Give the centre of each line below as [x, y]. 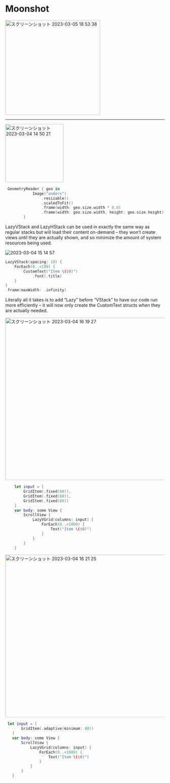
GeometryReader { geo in [33, 189]
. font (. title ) [47, 276]
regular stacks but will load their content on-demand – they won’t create [80, 232]
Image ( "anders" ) [49, 193]
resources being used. [29, 243]
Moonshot [27, 9]
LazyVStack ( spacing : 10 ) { [34, 262]
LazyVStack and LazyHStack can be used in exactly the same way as [78, 227]
